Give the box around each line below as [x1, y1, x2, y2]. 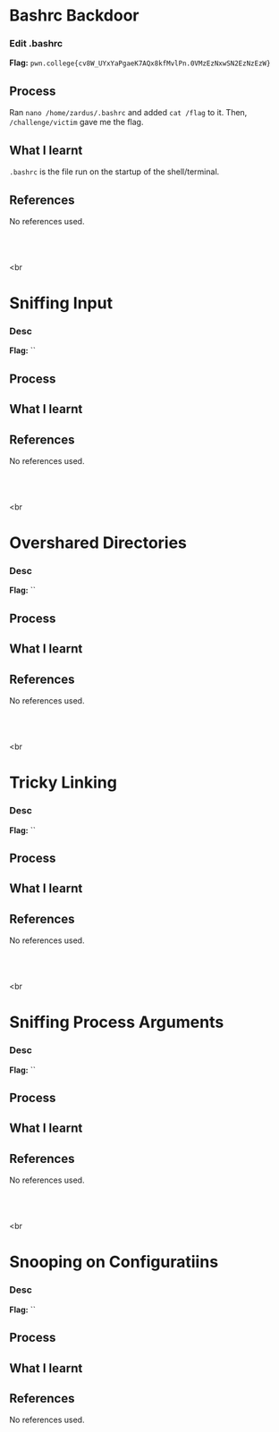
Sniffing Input [9, 293, 114, 314]
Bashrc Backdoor [9, 5, 139, 26]
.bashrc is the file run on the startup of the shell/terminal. [9, 166, 220, 177]
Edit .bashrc [9, 38, 63, 50]
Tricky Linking [9, 772, 118, 793]
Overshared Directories [9, 533, 188, 553]
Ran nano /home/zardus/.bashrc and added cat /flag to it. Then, [9, 107, 248, 118]
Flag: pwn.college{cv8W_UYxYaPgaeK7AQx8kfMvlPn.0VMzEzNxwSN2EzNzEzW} [9, 57, 271, 68]
